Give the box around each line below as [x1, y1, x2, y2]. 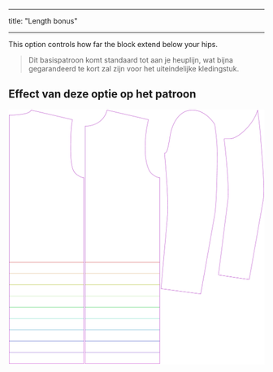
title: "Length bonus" [8, 16, 78, 25]
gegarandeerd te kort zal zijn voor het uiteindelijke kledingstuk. [28, 64, 240, 73]
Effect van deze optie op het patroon [8, 87, 197, 102]
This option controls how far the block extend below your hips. [8, 40, 218, 49]
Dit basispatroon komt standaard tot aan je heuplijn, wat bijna [28, 55, 234, 65]
